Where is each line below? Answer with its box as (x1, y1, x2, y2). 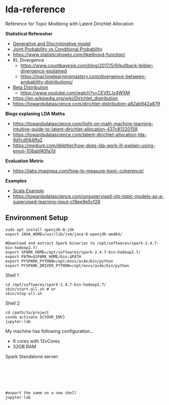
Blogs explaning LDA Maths (5, 111, 66, 117)
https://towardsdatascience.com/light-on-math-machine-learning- (12, 120, 154, 126)
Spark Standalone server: (5, 353, 59, 359)
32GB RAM (12, 343, 36, 349)
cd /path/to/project (5, 310, 50, 315)
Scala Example (12, 188, 45, 194)
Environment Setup (5, 213, 68, 222)
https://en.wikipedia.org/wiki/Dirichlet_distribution (12, 95, 118, 101)
